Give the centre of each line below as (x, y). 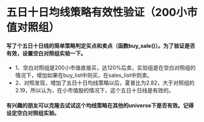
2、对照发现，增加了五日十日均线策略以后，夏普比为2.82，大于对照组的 (105, 83)
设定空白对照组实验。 (33, 113)
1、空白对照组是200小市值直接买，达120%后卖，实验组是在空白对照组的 (105, 68)
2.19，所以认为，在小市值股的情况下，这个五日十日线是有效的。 (94, 91)
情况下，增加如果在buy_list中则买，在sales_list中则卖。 (84, 75)
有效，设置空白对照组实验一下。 (46, 53)
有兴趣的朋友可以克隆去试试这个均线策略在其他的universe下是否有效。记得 (100, 105)
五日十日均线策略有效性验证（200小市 (102, 12)
